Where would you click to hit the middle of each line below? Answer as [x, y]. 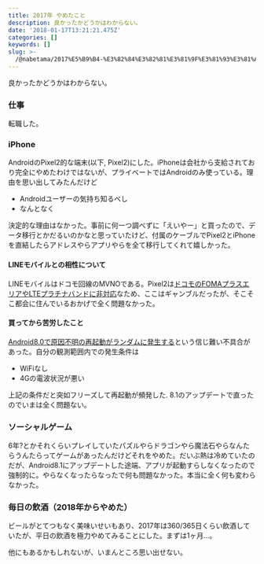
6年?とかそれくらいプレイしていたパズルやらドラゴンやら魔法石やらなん [126, 446]
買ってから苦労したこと [46, 323]
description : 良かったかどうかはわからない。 [75, 23]
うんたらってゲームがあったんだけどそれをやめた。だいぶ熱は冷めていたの [135, 455]
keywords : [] [29, 45]
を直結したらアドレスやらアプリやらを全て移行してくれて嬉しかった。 [121, 245]
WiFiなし [34, 368]
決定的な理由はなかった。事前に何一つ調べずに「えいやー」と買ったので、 [128, 226]
